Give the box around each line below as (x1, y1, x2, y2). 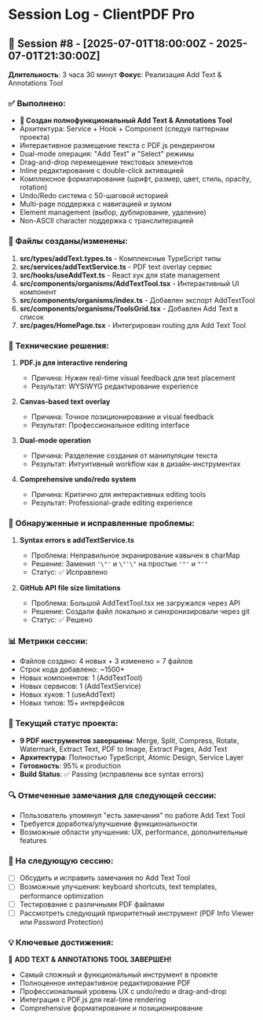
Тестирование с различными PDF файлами (19, 899, 165, 909)
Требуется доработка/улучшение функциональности (19, 819, 198, 829)
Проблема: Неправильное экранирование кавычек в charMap (31, 551, 241, 560)
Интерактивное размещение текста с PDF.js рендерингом (19, 141, 215, 150)
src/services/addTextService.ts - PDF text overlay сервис (19, 262, 213, 271)
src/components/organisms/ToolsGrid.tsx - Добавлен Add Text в (19, 304, 239, 313)
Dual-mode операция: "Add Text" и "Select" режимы (19, 149, 195, 159)
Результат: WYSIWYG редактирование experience (31, 381, 199, 391)
